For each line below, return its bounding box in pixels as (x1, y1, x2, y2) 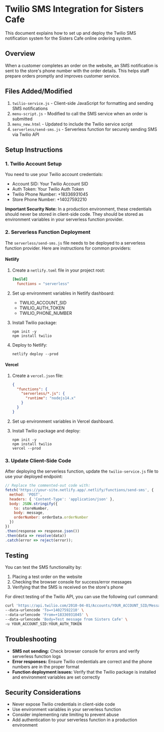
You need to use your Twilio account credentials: (5, 172, 103, 177)
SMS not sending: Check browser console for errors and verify (12, 648, 140, 654)
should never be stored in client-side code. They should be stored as (5, 211, 144, 217)
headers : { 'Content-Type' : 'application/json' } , (9, 497, 115, 502)
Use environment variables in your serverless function (12, 707, 121, 712)
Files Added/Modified (5, 87, 72, 96)
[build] (12, 277, 28, 281)
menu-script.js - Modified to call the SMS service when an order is (12, 110, 148, 116)
